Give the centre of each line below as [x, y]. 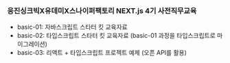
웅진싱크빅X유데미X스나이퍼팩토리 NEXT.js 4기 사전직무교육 [102, 10]
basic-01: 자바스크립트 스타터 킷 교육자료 [72, 27]
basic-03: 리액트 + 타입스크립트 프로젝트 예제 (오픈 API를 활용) [102, 53]
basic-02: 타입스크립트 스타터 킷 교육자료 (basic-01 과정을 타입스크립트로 [116, 36]
